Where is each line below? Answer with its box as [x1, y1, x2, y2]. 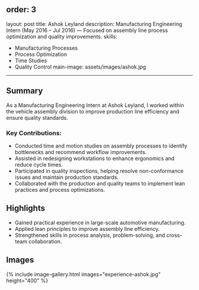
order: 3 [6, 5, 37, 15]
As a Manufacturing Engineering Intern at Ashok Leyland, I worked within [6, 102, 185, 109]
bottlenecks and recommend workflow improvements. [14, 148, 147, 155]
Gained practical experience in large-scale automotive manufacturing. [14, 219, 186, 226]
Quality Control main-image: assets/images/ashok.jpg [14, 63, 146, 70]
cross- [166, 232, 182, 239]
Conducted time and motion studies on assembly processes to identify [14, 142, 188, 149]
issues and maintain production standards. [14, 174, 119, 181]
